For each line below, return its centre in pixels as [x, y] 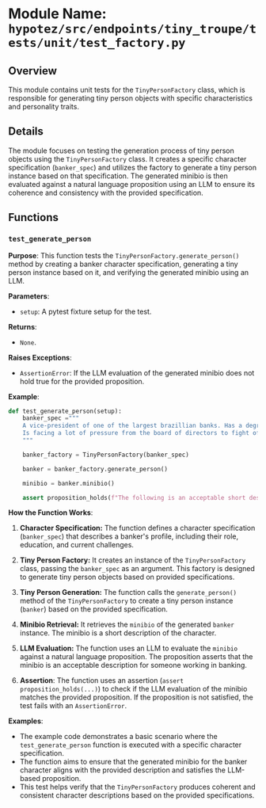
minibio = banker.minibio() [68, 483]
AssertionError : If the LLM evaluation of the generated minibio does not [137, 372]
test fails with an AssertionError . [73, 706]
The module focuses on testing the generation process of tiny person [122, 151]
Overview [33, 71]
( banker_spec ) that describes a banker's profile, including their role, [129, 536]
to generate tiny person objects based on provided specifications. [127, 577]
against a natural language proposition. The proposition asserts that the [136, 657]
